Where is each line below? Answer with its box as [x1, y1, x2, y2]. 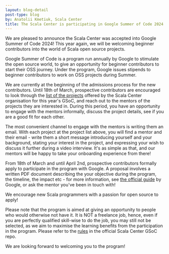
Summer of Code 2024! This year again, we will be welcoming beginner [5, 41, 154, 47]
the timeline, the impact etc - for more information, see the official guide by [5, 176, 161, 182]
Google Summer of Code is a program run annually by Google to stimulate [5, 56, 159, 62]
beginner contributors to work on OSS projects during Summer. [5, 72, 137, 78]
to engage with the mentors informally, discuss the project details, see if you [5, 109, 164, 115]
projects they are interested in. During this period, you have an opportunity [5, 103, 160, 109]
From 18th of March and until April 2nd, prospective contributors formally [5, 160, 157, 167]
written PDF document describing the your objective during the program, [5, 171, 157, 177]
